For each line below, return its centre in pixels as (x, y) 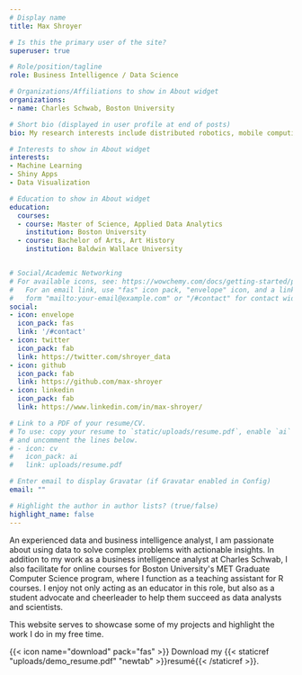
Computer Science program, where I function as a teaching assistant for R (147, 578)
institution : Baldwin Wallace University (104, 249)
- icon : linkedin (42, 391)
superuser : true (40, 50)
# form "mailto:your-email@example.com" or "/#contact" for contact (144, 298)
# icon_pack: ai (44, 457)
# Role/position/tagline (56, 67)
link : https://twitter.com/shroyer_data (94, 356)
